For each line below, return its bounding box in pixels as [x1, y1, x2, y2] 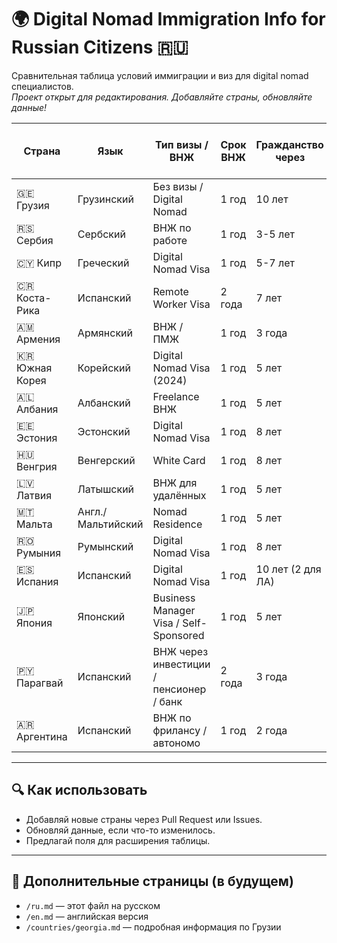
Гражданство [255, 137, 324, 151]
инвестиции [152, 657, 211, 671]
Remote [152, 284, 189, 298]
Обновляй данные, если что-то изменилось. [25, 824, 216, 836]
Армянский [77, 326, 134, 340]
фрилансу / [152, 723, 208, 737]
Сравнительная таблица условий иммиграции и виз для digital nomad [11, 69, 309, 81]
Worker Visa [152, 297, 211, 311]
